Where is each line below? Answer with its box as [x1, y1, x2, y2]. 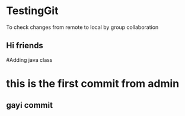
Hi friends [6, 41, 43, 51]
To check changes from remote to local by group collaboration [6, 24, 159, 31]
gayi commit [6, 100, 53, 110]
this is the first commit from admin [6, 77, 180, 90]
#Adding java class [6, 56, 53, 63]
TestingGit [6, 4, 59, 18]
